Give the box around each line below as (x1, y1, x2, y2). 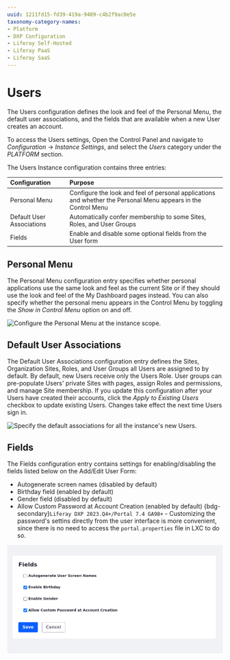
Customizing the (168, 510, 216, 517)
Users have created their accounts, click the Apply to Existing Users (7, 394, 199, 402)
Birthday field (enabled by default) (16, 488, 114, 495)
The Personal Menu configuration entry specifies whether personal (7, 276, 196, 285)
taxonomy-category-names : (7, 18, 81, 25)
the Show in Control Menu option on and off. (7, 306, 132, 314)
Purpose (69, 178, 94, 187)
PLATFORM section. (7, 150, 64, 158)
